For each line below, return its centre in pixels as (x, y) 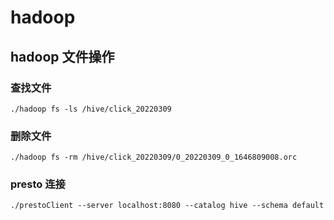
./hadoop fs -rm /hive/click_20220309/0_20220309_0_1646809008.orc (154, 157)
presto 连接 (38, 184)
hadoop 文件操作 (62, 56)
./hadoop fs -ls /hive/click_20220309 (91, 109)
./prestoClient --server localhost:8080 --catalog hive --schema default (167, 206)
